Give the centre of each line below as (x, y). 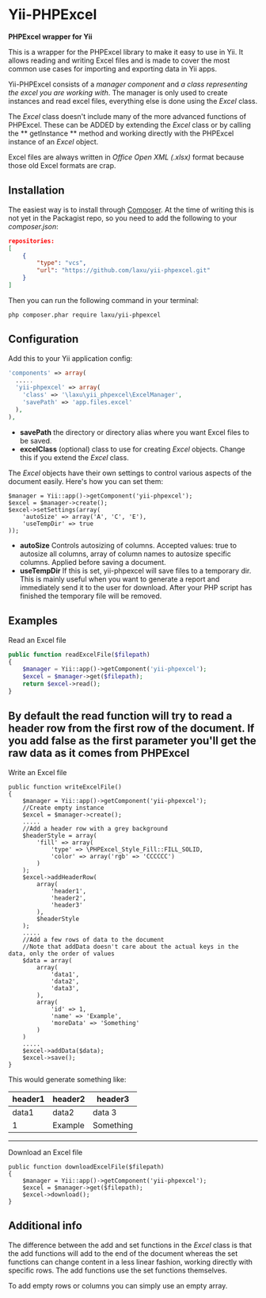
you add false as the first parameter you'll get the (133, 741)
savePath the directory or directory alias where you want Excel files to (134, 432)
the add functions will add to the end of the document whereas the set (123, 1253)
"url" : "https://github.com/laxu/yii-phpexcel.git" (124, 271)
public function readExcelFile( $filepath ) (79, 655)
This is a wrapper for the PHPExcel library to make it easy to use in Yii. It (126, 52)
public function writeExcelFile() (65, 787)
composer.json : (34, 226)
